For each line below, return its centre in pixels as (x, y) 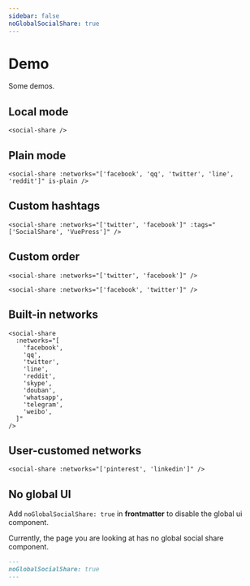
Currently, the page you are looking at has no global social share (116, 538)
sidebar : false (34, 16)
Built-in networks (54, 315)
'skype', (38, 383)
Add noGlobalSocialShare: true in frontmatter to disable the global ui (125, 514)
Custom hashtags (54, 206)
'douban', (40, 390)
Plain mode (37, 155)
